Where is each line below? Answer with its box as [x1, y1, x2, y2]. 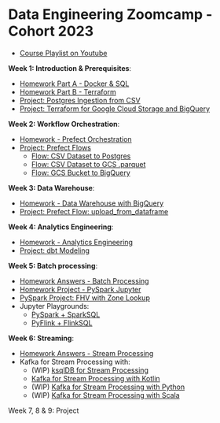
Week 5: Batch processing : [8, 261, 98, 270]
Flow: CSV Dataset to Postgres [31, 151, 131, 161]
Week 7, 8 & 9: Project [8, 406, 79, 415]
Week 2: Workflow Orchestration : [8, 119, 120, 128]
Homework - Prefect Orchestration [19, 134, 132, 143]
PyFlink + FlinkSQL [31, 317, 93, 328]
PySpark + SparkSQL [31, 310, 101, 319]
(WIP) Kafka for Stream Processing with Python [31, 382, 185, 391]
